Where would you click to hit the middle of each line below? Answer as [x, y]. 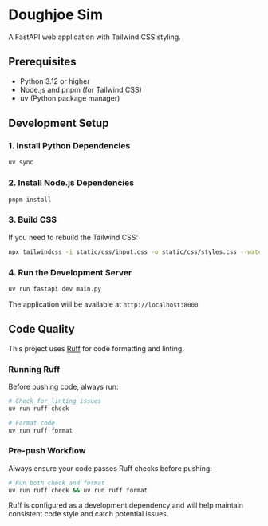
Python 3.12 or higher [55, 81]
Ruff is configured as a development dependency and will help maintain [126, 505]
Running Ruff [34, 369]
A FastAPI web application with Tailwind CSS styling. [95, 37]
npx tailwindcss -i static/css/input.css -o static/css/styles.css [123, 252]
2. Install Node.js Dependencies [71, 183]
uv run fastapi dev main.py [55, 289]
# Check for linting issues [55, 401]
